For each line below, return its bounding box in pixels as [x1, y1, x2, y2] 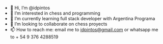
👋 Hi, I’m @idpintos [10, 5, 50, 11]
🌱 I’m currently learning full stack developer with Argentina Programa [10, 16, 155, 21]
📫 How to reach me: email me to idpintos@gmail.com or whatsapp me [10, 27, 158, 32]
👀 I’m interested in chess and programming [10, 10, 101, 16]
